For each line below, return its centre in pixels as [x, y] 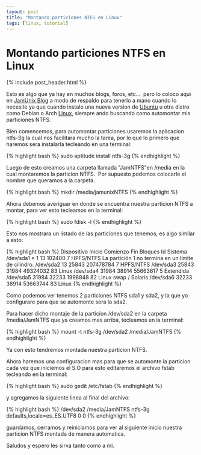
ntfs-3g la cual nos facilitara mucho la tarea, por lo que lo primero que [93, 138]
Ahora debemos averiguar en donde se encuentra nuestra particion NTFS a [100, 204]
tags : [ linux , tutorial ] [37, 23]
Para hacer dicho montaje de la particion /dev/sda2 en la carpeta [87, 314]
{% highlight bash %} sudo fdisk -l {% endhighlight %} [74, 222]
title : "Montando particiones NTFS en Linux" [64, 17]
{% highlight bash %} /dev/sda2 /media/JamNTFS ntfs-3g [78, 409]
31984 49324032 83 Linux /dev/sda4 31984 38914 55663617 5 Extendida [98, 271]
